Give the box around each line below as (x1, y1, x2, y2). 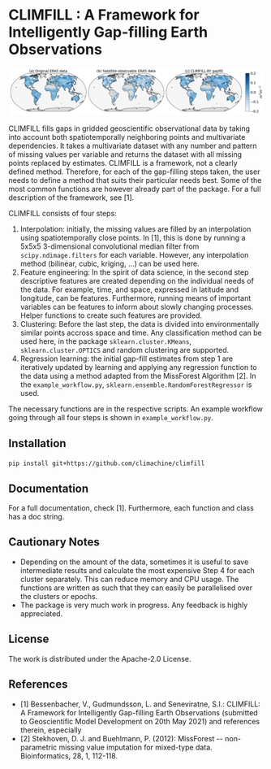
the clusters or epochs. (19, 591, 98, 601)
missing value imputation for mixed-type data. (58, 742, 213, 752)
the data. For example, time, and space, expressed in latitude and (19, 285, 239, 294)
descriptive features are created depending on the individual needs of (19, 276, 254, 286)
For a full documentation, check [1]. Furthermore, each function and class (8, 503, 254, 513)
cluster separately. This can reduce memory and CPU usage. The (19, 574, 239, 584)
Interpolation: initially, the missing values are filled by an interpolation (19, 224, 252, 234)
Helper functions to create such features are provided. (19, 311, 203, 320)
